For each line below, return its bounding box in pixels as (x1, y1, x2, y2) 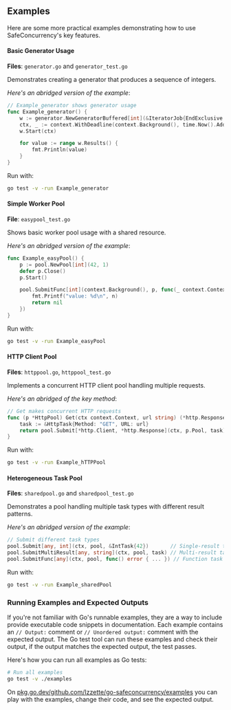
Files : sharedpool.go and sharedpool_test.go (7, 489, 134, 498)
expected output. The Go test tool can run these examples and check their (7, 635, 218, 643)
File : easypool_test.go (7, 214, 71, 223)
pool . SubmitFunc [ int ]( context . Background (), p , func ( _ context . (19, 287, 208, 293)
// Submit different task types (7, 536, 100, 544)
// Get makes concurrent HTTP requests (7, 408, 122, 414)
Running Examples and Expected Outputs (7, 597, 149, 607)
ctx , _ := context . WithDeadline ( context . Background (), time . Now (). (19, 121, 217, 128)
